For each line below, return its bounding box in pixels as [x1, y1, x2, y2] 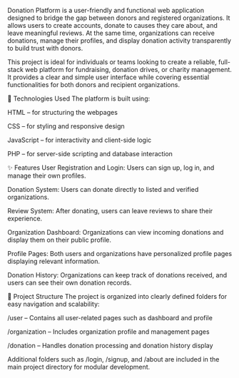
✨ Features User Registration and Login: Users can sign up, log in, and [7, 163, 215, 172]
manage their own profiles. [7, 171, 86, 180]
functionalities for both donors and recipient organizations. [7, 81, 180, 88]
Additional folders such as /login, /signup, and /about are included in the [7, 355, 220, 363]
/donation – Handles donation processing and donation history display [7, 342, 213, 349]
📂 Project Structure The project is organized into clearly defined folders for [7, 292, 227, 300]
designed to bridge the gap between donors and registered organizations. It [7, 14, 230, 22]
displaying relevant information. [7, 257, 101, 265]
